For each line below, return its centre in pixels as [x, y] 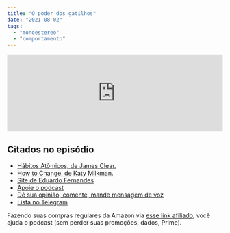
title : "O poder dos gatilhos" [52, 13]
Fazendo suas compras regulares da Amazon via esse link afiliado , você [109, 215]
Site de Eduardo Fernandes [55, 180]
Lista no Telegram [42, 202]
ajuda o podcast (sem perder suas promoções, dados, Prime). [94, 222]
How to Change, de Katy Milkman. [65, 173]
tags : [15, 26]
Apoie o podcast [40, 187]
